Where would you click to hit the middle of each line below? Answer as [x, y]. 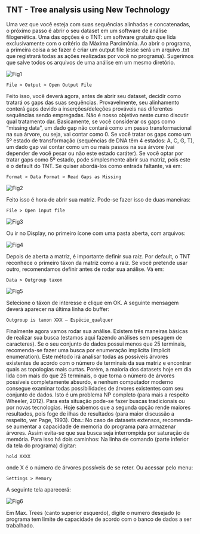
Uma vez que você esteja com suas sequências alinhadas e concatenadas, [99, 24]
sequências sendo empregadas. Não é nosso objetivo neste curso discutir [98, 115]
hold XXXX [19, 456]
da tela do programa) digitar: [41, 445]
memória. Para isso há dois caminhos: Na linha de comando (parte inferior [98, 439]
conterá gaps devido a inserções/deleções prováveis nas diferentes [90, 109]
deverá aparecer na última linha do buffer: [58, 309]
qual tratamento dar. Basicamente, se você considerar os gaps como [91, 121]
